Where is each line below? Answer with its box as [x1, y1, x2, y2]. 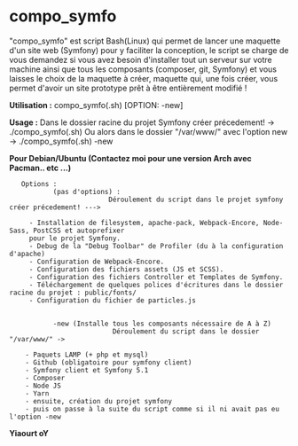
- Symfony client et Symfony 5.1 [25, 365, 149, 374]
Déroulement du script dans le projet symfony [107, 195, 284, 204]
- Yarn [25, 388, 50, 398]
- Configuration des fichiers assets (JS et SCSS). [28, 264, 224, 274]
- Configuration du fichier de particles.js [28, 295, 197, 305]
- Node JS [25, 381, 62, 390]
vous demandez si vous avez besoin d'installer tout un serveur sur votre [9, 54, 272, 65]
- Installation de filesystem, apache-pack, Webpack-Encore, [28, 218, 260, 227]
